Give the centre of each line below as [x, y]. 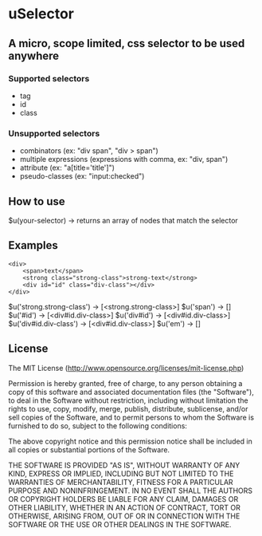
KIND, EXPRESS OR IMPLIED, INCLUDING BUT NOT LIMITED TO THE [121, 473]
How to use [37, 201]
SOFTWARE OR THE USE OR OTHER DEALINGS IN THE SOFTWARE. [120, 524]
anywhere [34, 55]
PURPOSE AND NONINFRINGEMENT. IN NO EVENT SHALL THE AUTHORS [131, 491]
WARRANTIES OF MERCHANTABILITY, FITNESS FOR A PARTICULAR [121, 482]
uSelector [41, 14]
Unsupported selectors [54, 133]
